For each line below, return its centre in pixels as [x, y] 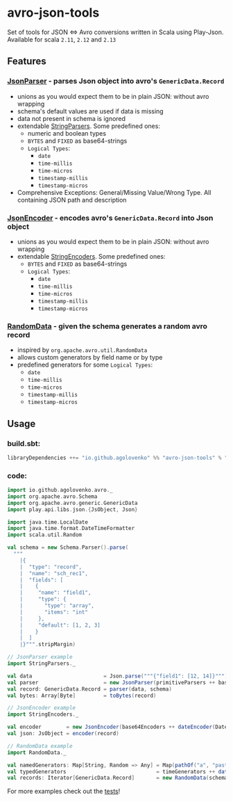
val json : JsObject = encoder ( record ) [63, 734]
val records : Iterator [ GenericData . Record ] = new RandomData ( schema [118, 778]
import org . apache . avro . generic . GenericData [72, 503]
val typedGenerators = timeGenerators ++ [111, 771]
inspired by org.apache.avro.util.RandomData [82, 350]
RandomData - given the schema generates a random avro [107, 326]
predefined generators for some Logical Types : [85, 365]
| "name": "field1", [55, 593]
